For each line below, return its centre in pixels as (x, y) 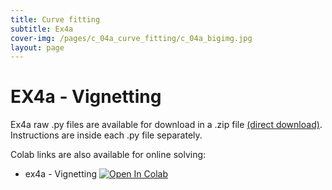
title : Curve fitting (55, 19)
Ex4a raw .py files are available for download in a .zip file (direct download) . (166, 125)
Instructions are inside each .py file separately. (106, 135)
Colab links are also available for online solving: (108, 155)
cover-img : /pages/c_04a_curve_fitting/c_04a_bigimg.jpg (131, 38)
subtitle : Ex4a (42, 29)
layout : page (37, 47)
